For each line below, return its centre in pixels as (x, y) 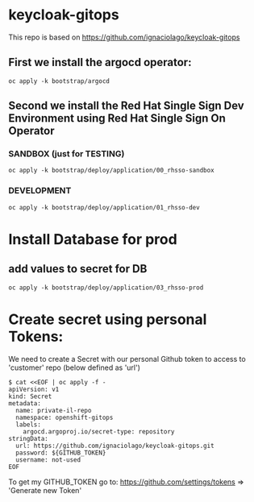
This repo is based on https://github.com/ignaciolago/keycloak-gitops (124, 37)
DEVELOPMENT (40, 191)
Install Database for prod (93, 239)
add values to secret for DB (78, 269)
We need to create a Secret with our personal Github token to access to (127, 359)
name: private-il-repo (54, 410)
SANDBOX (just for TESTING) (67, 154)
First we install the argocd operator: (100, 62)
